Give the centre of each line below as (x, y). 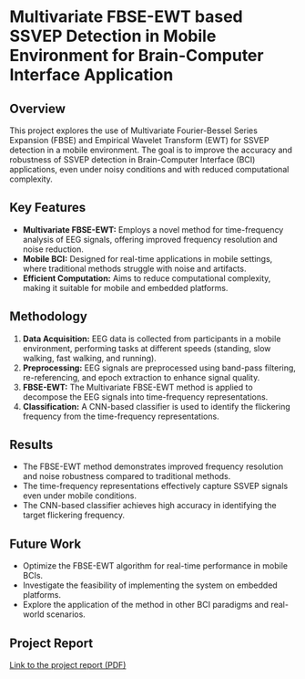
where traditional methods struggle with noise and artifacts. (134, 268)
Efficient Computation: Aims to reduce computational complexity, (147, 278)
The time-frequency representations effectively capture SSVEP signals (155, 486)
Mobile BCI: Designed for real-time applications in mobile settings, (147, 258)
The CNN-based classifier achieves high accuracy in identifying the (149, 506)
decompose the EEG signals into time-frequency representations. (145, 397)
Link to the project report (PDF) (68, 665)
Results (31, 445)
